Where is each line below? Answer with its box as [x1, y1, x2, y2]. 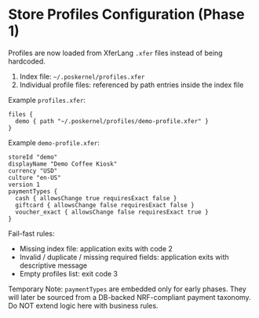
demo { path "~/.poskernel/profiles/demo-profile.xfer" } [15, 117, 210, 125]
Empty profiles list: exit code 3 [19, 269, 118, 278]
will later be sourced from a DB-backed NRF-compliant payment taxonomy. [8, 292, 251, 302]
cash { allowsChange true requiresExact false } [15, 194, 177, 202]
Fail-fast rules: [8, 228, 55, 238]
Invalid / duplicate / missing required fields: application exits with [19, 252, 229, 261]
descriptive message [19, 261, 88, 270]
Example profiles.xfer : [8, 95, 86, 104]
